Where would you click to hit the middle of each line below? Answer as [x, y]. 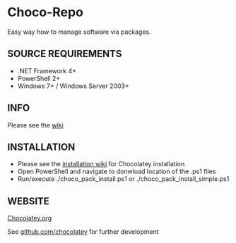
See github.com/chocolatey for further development [83, 232]
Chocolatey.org [30, 218]
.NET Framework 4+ [47, 70]
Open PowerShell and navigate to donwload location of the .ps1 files [117, 172]
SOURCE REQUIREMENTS [65, 54]
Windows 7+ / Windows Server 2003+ [73, 86]
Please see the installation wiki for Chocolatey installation [101, 164]
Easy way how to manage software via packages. [79, 32]
